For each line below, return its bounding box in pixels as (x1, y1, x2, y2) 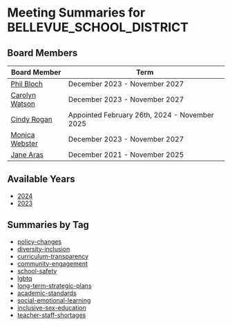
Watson (10, 99, 36, 108)
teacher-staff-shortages (17, 311, 86, 319)
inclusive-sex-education (17, 303, 86, 311)
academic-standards (17, 289, 77, 297)
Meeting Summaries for (7, 5, 146, 21)
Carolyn (10, 90, 37, 99)
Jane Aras (10, 150, 43, 160)
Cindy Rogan (10, 115, 53, 124)
